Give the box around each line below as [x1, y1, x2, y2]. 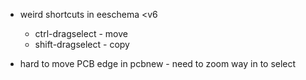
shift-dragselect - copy [34, 39, 130, 50]
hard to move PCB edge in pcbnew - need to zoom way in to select [19, 58, 297, 69]
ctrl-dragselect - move [34, 28, 128, 39]
